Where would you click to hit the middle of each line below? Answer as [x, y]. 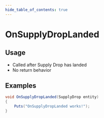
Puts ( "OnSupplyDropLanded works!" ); [52, 107]
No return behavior [32, 70]
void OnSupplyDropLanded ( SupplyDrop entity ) [52, 97]
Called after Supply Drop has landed [50, 65]
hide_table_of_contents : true [37, 10]
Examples [21, 86]
